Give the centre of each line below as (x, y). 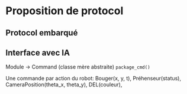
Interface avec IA (38, 52)
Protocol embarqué (42, 33)
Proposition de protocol (65, 11)
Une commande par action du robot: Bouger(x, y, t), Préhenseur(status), (93, 79)
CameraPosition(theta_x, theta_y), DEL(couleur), (64, 85)
